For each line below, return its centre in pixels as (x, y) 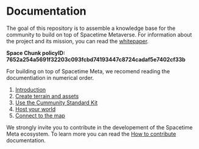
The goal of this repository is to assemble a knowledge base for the (91, 28)
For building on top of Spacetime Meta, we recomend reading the (88, 71)
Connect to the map (40, 115)
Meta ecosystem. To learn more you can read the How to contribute (91, 134)
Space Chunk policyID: (36, 53)
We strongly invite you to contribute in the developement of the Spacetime (100, 127)
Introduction (30, 89)
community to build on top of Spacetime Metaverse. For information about (99, 34)
